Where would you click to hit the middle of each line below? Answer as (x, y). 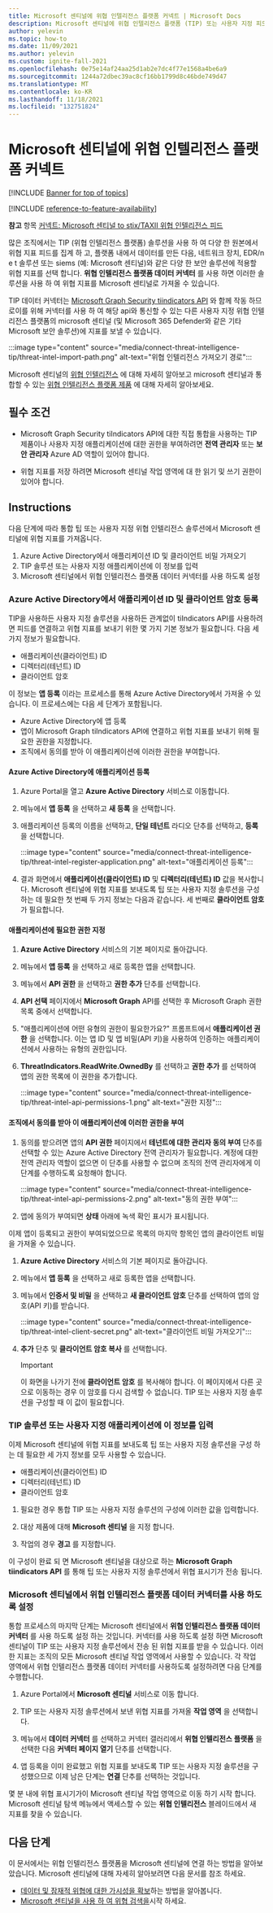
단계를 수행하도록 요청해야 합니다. (74, 1173)
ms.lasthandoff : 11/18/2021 (56, 99)
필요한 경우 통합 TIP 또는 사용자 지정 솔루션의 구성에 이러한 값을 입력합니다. (139, 1509)
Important (37, 1365)
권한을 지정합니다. (64, 741)
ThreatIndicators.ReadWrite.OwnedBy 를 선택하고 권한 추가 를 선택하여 (138, 1066)
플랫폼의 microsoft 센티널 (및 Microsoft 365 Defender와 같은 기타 (136, 321)
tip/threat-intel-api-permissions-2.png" (86, 1198)
